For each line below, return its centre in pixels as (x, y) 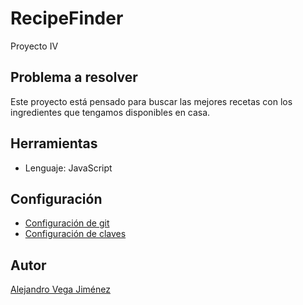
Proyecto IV (34, 46)
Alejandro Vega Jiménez (60, 289)
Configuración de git (67, 223)
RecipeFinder (67, 18)
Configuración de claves (75, 234)
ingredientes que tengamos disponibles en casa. (110, 112)
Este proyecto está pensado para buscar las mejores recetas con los (151, 101)
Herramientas (54, 143)
